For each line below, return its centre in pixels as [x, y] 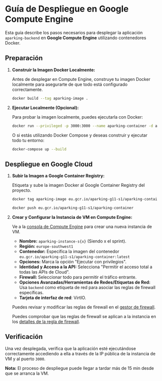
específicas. [31, 292]
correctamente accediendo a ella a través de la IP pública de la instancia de [80, 353]
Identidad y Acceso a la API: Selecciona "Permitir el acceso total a [86, 267]
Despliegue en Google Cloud [49, 164]
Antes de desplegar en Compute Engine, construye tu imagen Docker [81, 79]
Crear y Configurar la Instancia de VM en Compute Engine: [72, 217]
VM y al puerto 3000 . [25, 359]
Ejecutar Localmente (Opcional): [45, 107]
